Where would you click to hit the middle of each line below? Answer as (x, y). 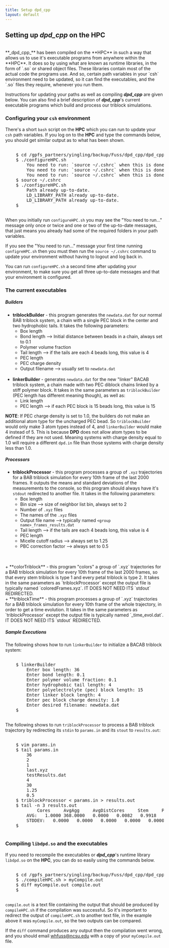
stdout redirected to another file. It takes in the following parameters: (84, 494)
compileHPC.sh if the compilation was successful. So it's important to (76, 910)
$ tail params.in (37, 750)
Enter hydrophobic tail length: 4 (69, 685)
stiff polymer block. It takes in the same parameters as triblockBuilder (86, 390)
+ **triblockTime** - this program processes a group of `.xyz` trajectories (81, 599)
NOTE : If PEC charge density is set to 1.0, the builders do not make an (77, 416)
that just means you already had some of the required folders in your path (81, 231)
